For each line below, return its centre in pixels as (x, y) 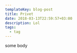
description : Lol (23, 23)
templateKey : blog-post (29, 9)
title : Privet (19, 14)
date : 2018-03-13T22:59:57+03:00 (39, 18)
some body (16, 46)
